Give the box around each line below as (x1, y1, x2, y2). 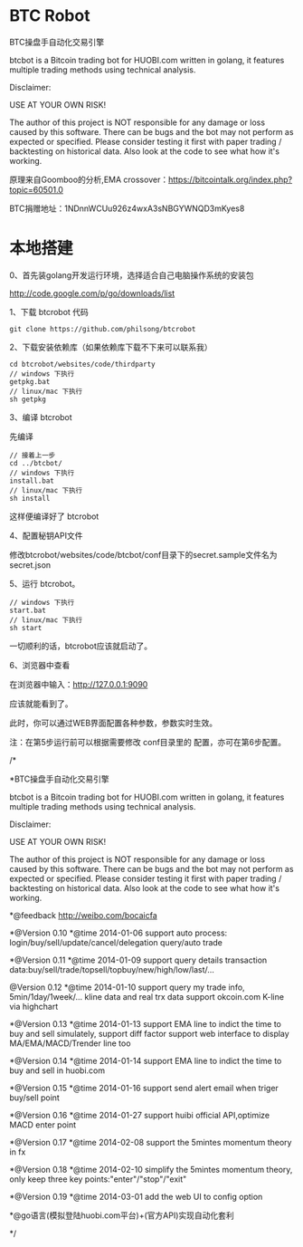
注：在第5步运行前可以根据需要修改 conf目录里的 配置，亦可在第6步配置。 (9, 736, 287, 747)
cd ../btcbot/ (9, 458, 63, 467)
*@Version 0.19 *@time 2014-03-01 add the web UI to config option (9, 1191, 263, 1202)
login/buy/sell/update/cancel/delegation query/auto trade (9, 936, 223, 947)
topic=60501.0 (9, 184, 63, 195)
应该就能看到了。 (9, 698, 73, 709)
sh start (9, 623, 43, 632)
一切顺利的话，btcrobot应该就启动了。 (9, 640, 152, 651)
